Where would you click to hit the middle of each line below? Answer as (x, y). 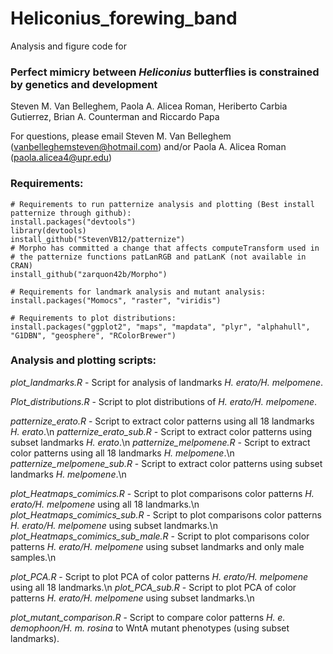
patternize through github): (71, 213)
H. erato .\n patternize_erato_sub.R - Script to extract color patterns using (161, 431)
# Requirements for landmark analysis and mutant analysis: (138, 292)
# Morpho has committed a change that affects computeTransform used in (165, 248)
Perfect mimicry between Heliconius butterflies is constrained (165, 72)
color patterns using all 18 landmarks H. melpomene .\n (122, 453)
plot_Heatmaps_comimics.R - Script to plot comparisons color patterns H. (162, 493)
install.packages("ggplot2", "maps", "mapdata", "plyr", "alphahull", (160, 327)
